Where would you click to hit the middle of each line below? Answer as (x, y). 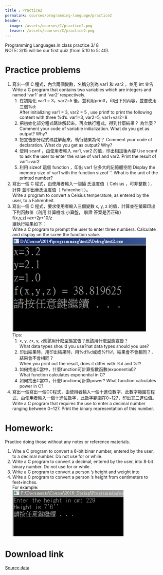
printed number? (36, 178)
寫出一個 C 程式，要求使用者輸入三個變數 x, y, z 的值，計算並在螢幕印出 (84, 206)
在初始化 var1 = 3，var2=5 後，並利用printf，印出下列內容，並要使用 (88, 101)
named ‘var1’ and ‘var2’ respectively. (49, 95)
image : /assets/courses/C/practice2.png (51, 26)
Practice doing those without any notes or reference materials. (68, 442)
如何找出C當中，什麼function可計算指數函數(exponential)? (78, 370)
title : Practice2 (24, 10)
